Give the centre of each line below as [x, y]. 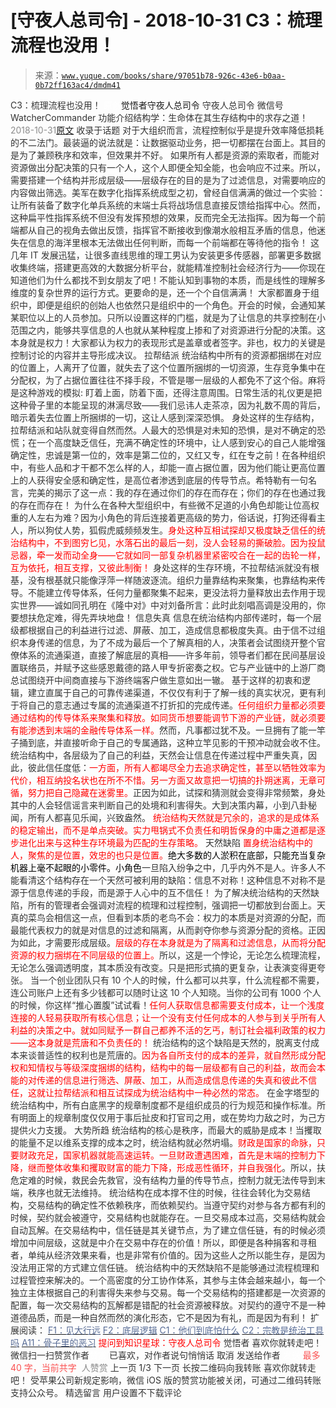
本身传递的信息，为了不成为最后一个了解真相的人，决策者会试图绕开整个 [167, 642]
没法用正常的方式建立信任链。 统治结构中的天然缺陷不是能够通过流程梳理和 [165, 1267]
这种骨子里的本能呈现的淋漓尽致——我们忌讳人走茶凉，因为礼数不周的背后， [168, 405]
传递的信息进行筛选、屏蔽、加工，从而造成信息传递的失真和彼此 [168, 1080]
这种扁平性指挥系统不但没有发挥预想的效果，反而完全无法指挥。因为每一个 [163, 217]
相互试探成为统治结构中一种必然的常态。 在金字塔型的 [208, 1092]
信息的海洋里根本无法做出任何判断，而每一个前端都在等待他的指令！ [167, 242]
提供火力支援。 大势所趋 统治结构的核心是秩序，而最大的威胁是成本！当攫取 [166, 1130]
